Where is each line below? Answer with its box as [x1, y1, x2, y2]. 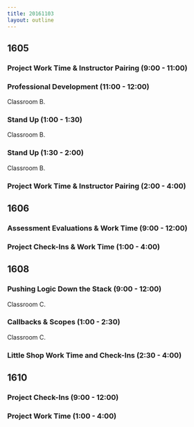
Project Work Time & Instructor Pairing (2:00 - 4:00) [7, 181, 186, 191]
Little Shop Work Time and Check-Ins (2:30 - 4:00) [7, 350, 182, 360]
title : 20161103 [7, 10, 54, 17]
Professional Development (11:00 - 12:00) [7, 81, 150, 91]
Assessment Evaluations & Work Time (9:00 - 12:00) [7, 223, 188, 233]
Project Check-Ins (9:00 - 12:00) [7, 393, 119, 403]
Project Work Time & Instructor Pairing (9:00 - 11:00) [7, 63, 188, 73]
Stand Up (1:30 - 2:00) [7, 148, 85, 158]
